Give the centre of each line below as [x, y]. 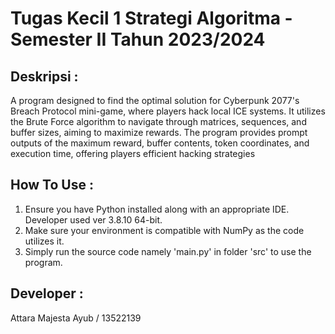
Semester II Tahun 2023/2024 [138, 39]
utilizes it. [44, 241]
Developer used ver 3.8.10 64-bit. [93, 219]
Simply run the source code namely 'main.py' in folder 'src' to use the [168, 251]
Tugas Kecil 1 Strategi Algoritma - [151, 18]
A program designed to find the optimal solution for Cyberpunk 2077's [155, 100]
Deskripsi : [44, 76]
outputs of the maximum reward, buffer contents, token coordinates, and [160, 143]
